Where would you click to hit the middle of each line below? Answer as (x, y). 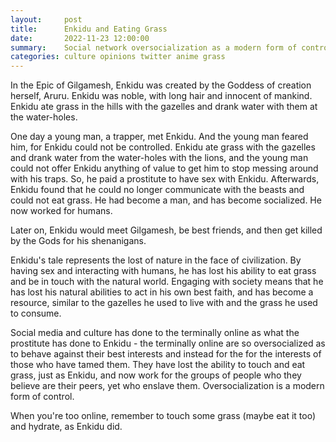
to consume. (36, 313)
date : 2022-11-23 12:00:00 (80, 38)
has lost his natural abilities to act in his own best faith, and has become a (162, 292)
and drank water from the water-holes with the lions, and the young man (159, 158)
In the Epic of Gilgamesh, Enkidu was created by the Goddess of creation (161, 85)
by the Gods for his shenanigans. (78, 241)
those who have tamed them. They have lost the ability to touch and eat (158, 365)
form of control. (42, 397)
